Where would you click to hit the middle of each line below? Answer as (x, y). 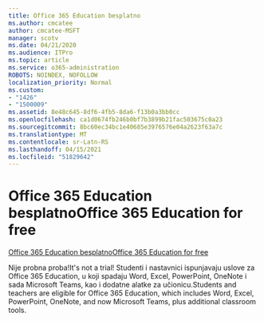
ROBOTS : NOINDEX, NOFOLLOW (53, 75)
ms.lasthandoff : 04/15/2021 (55, 149)
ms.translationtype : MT (48, 134)
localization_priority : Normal (60, 82)
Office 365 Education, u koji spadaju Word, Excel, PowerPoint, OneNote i (128, 276)
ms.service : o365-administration (64, 68)
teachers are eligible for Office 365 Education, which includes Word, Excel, (131, 293)
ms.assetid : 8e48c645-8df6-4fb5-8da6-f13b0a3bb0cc (94, 113)
